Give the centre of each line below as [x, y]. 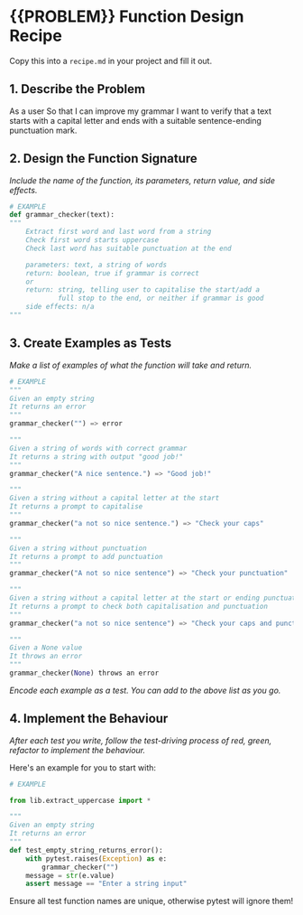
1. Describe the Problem [78, 89]
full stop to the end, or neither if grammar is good [161, 299]
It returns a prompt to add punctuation [87, 556]
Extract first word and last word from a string [119, 232]
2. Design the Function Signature [104, 159]
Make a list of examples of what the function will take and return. [131, 365]
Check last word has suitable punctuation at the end [129, 248]
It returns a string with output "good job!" [96, 457]
